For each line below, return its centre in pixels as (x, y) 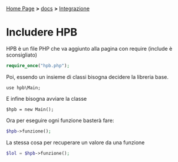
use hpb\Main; (24, 88)
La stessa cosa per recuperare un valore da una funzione (75, 142)
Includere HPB (42, 32)
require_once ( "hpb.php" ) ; (38, 65)
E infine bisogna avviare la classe (47, 98)
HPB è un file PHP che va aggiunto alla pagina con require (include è (89, 48)
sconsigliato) (22, 55)
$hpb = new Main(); (30, 109)
